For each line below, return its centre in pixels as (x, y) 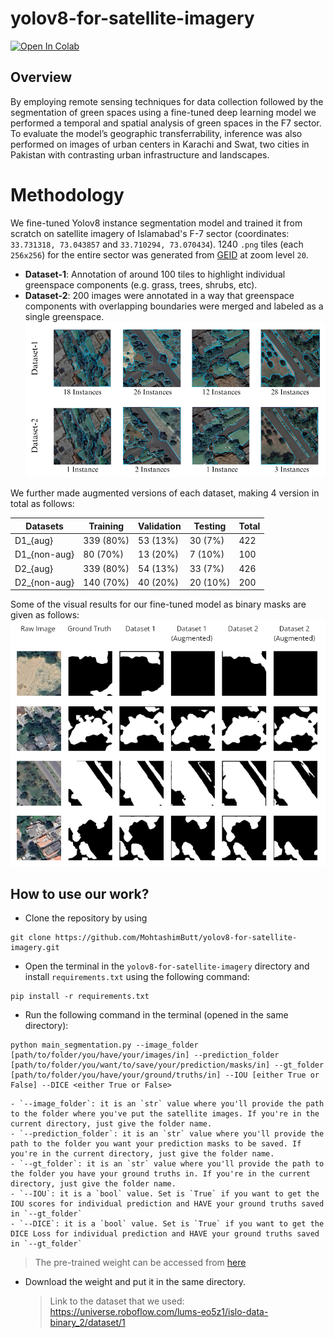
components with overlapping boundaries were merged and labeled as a (174, 306)
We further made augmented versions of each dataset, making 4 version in (165, 493)
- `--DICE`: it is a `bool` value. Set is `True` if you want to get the (167, 1224)
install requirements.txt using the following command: (137, 977)
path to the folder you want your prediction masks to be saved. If (156, 1144)
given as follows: (45, 615)
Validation (160, 526)
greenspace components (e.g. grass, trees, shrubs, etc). (141, 284)
